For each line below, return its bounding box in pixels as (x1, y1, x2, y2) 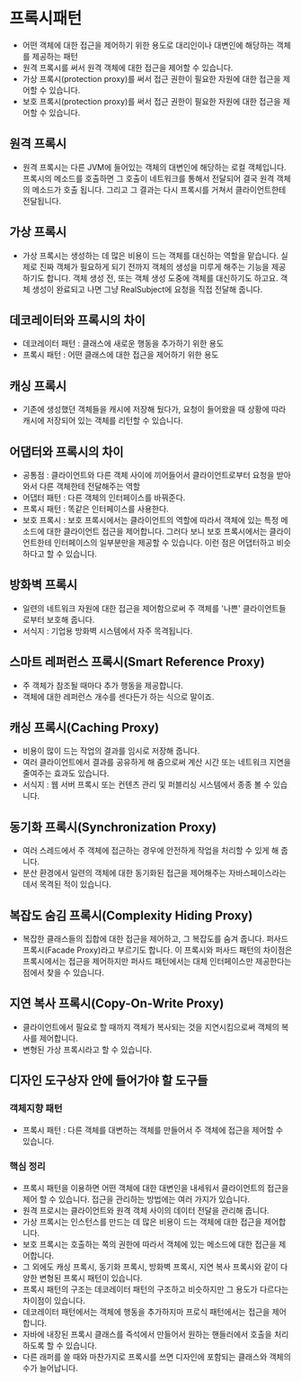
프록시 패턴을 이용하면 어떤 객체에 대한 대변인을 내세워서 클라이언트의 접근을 (22, 1182, 289, 1193)
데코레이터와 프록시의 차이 (9, 312, 146, 328)
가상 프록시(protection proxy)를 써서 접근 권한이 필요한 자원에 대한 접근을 (22, 73, 281, 84)
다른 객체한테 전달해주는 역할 (39, 481, 141, 492)
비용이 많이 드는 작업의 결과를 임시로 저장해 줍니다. (22, 745, 200, 756)
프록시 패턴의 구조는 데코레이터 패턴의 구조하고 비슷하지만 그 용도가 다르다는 (22, 1284, 289, 1295)
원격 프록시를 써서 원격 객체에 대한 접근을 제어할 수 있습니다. (22, 62, 234, 73)
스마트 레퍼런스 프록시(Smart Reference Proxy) (9, 655, 265, 670)
